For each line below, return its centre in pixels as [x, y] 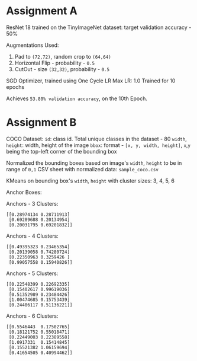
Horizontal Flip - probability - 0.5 [55, 63]
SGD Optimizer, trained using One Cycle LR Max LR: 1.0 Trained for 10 [91, 81]
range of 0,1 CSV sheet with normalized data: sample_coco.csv [82, 169]
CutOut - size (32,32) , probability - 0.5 [62, 69]
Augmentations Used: [33, 45]
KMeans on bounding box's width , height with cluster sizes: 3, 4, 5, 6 [90, 181]
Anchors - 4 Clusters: [33, 236]
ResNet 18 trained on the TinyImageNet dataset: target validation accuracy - [99, 27]
